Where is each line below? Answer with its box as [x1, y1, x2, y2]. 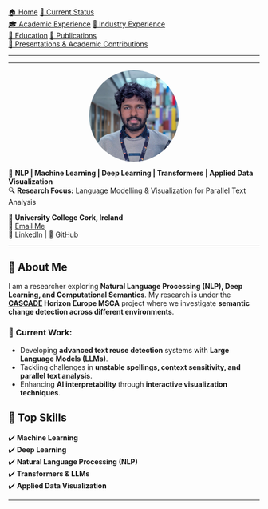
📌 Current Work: [8, 327, 73, 339]
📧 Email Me [8, 221, 45, 230]
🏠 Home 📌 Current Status [8, 7, 94, 17]
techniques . [19, 387, 61, 397]
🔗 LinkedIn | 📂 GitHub [8, 230, 79, 239]
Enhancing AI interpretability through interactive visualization [19, 379, 227, 389]
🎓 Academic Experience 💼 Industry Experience [8, 19, 166, 29]
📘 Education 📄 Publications [8, 31, 97, 40]
